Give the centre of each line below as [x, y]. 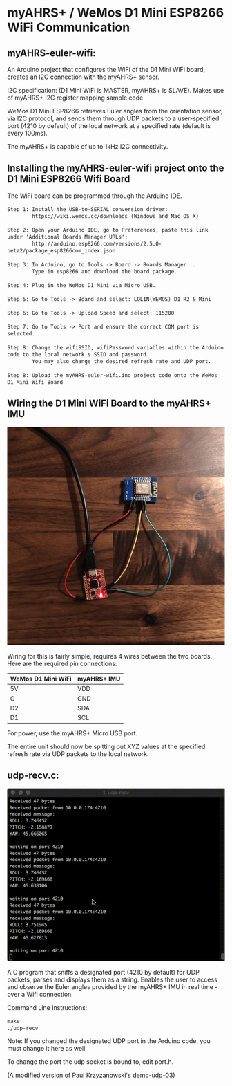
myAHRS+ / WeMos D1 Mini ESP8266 [116, 13]
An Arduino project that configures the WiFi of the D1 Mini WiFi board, [106, 70]
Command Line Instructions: [47, 1008]
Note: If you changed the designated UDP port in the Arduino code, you [109, 1041]
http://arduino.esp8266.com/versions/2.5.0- [97, 243]
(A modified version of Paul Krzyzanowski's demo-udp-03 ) [91, 1075]
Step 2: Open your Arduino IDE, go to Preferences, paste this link [108, 230]
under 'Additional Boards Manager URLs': [68, 237]
